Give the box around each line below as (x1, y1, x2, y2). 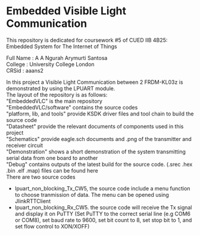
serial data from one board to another (6, 154, 98, 161)
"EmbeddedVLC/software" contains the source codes (6, 104, 138, 111)
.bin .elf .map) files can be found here (6, 167, 98, 174)
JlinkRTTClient (14, 198, 51, 205)
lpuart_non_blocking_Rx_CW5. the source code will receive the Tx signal (14, 203, 192, 211)
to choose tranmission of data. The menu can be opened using (14, 191, 170, 198)
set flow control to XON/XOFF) (14, 223, 90, 230)
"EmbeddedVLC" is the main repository (6, 97, 103, 105)
